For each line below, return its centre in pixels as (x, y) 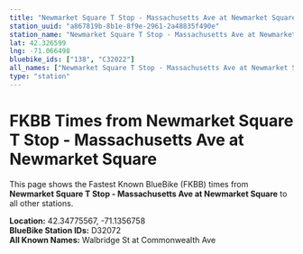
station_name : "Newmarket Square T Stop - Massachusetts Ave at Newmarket (153, 34)
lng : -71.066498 (40, 51)
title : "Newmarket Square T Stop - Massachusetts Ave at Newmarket (139, 18)
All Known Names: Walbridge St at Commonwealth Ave (113, 240)
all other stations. (41, 203)
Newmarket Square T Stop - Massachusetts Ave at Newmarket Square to (148, 194)
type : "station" (40, 77)
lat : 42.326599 (38, 43)
